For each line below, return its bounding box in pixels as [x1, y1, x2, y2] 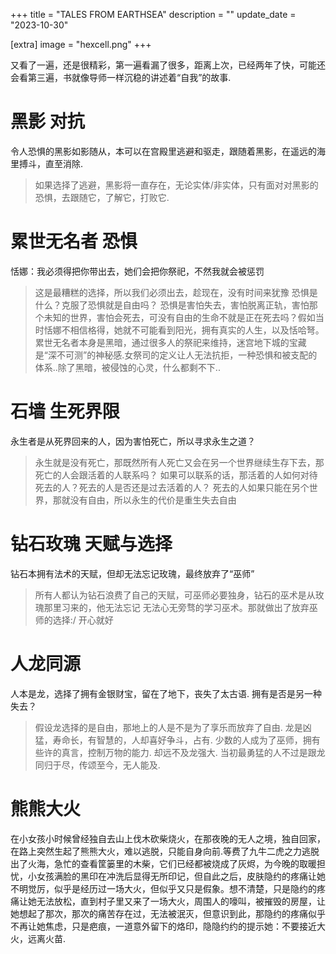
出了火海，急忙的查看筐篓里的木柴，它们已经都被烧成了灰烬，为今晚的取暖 [10, 857, 317, 869]
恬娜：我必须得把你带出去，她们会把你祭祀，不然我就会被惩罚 [10, 265, 265, 277]
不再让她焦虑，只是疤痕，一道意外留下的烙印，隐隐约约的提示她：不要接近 [10, 920, 317, 932]
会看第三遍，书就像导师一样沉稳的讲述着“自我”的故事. [10, 72, 232, 83]
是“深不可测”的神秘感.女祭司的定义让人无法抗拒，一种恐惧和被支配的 [34, 349, 318, 361]
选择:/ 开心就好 [52, 614, 114, 626]
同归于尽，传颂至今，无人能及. [34, 759, 161, 771]
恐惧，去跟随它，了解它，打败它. [34, 191, 170, 203]
